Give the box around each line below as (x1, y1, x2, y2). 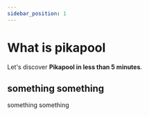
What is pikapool (7, 39, 106, 55)
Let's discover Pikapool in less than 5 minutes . (7, 63, 143, 71)
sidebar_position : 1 (7, 10, 67, 17)
